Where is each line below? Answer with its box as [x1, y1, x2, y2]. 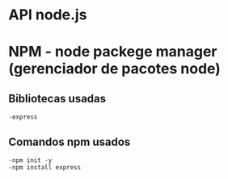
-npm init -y [8, 156, 53, 164]
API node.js [8, 6, 87, 24]
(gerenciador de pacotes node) [8, 60, 221, 78]
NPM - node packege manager [8, 43, 217, 61]
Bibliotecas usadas [8, 91, 107, 106]
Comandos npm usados [8, 135, 131, 148]
